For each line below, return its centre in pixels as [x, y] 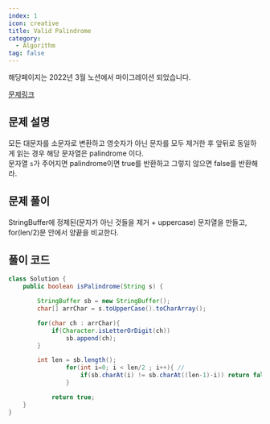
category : [25, 38]
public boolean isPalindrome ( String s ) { [93, 287]
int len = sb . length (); [77, 360]
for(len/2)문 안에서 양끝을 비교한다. [63, 232]
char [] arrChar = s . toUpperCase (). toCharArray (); [122, 309]
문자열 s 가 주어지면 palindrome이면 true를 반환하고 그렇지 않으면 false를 [123, 163]
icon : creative [34, 23]
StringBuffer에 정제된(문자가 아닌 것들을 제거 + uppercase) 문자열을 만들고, [128, 222]
